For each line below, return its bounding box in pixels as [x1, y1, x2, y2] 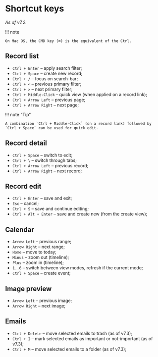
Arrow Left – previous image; [12, 298, 72, 304]
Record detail [5, 139, 47, 148]
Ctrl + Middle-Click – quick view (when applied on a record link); [12, 91, 148, 97]
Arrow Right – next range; [12, 244, 65, 250]
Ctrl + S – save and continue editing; [12, 206, 89, 212]
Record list [5, 52, 39, 60]
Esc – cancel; [12, 201, 39, 206]
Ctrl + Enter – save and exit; [12, 195, 72, 201]
